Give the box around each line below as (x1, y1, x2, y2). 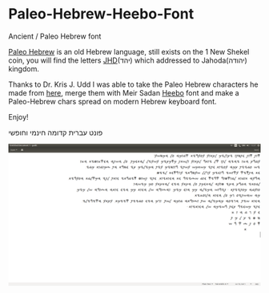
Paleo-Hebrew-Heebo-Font (8, 5, 195, 23)
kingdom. (8, 63, 40, 73)
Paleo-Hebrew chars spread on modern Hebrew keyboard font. (8, 96, 218, 106)
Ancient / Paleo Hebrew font (8, 31, 102, 41)
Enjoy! (8, 112, 30, 121)
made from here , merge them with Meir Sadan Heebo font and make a (8, 87, 239, 97)
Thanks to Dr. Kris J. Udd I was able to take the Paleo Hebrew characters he (8, 79, 259, 89)
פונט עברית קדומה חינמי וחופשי (8, 128, 103, 137)
